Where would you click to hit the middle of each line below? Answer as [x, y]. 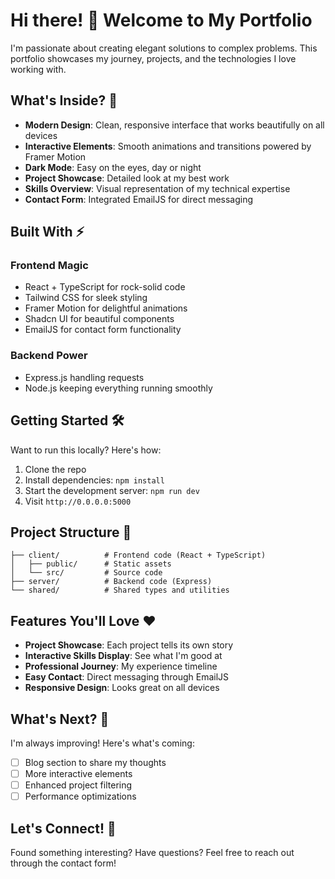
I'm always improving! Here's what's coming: [102, 743]
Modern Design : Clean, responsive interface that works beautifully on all [174, 125]
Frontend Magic [49, 266]
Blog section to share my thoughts [95, 762]
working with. [38, 69]
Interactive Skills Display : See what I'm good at [123, 656]
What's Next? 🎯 [60, 719]
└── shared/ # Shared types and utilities [120, 590]
